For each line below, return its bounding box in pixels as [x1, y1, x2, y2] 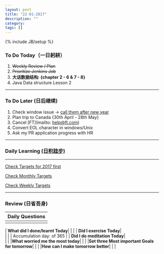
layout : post [5, 7, 32, 12]
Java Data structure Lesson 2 [12, 80, 72, 86]
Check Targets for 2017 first [5, 163, 61, 169]
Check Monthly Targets [5, 173, 52, 179]
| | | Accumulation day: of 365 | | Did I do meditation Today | [5, 233, 125, 239]
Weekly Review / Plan [12, 63, 56, 69]
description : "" [5, 16, 38, 21]
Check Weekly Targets [5, 183, 51, 188]
